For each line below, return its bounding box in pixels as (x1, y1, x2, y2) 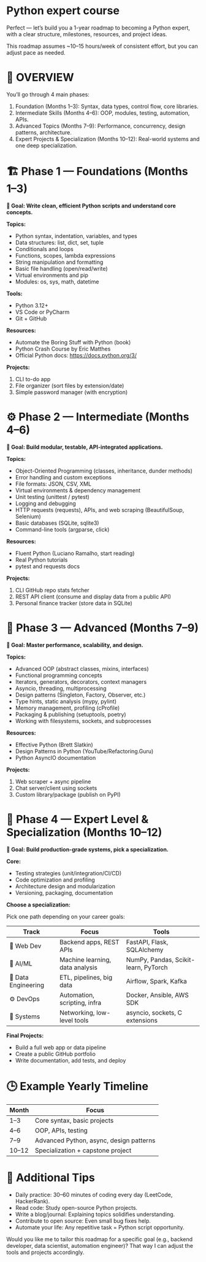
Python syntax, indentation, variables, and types (15, 232, 138, 239)
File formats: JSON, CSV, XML (15, 480, 92, 487)
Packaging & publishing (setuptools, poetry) (15, 710, 127, 718)
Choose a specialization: (6, 900, 71, 908)
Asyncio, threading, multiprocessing (15, 684, 107, 692)
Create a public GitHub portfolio (15, 1050, 96, 1058)
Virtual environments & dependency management (15, 486, 141, 494)
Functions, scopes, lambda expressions (15, 252, 115, 259)
